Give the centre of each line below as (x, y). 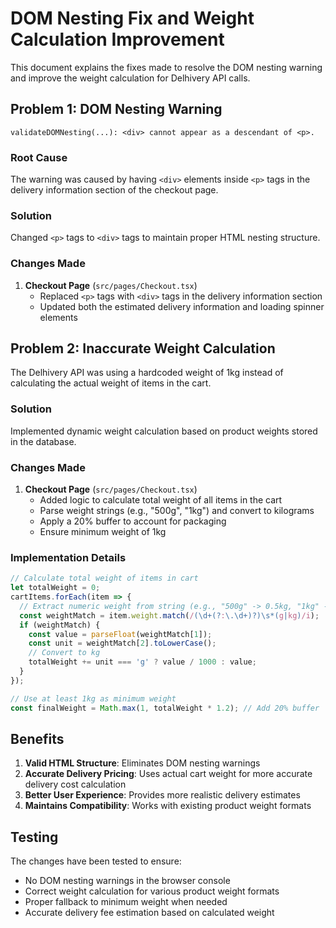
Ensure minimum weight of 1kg (103, 532)
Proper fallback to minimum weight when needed (126, 902)
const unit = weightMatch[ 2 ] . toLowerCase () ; (122, 643)
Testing (34, 837)
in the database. (43, 441)
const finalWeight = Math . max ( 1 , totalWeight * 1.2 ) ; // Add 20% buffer (165, 708)
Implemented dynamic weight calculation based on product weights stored (164, 431)
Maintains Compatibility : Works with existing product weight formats (168, 806)
